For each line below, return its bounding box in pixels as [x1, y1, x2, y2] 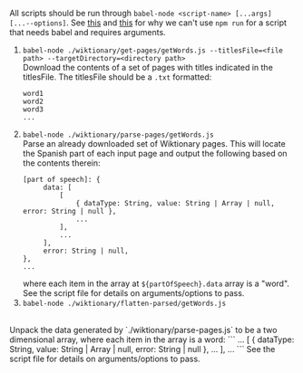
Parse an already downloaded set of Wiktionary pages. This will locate [22, 139, 286, 148]
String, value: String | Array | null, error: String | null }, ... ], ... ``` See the [9, 344, 276, 354]
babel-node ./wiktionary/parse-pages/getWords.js [22, 130, 215, 139]
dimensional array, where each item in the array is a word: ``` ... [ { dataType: [9, 334, 295, 345]
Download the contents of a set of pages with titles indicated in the [22, 62, 274, 72]
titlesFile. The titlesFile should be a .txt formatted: [22, 72, 212, 82]
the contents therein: [22, 158, 101, 168]
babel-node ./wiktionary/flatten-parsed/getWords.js [22, 299, 227, 308]
